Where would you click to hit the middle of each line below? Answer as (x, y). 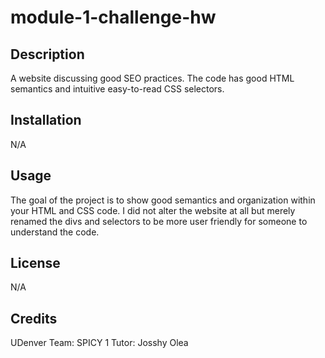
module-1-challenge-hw (113, 17)
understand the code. (55, 232)
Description (47, 54)
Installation (46, 120)
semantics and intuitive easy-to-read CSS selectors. (117, 89)
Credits (34, 318)
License (35, 263)
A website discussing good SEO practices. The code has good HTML (152, 78)
